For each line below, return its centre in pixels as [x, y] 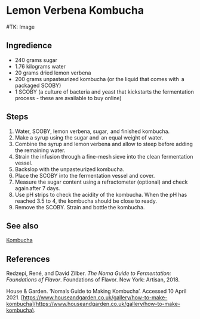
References [28, 259]
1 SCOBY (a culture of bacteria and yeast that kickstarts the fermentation [104, 92]
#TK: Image [20, 27]
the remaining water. [40, 150]
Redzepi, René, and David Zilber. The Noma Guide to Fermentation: [89, 273]
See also [22, 226]
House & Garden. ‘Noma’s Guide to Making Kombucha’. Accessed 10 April [96, 291]
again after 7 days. [38, 188]
